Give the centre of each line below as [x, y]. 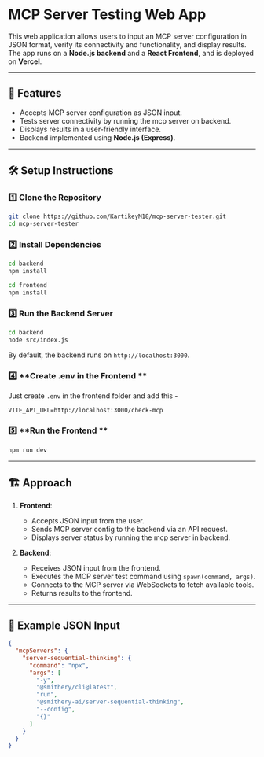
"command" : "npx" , [59, 665]
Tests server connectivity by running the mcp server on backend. [125, 120]
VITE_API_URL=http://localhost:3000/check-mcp [86, 411]
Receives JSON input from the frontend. [96, 568]
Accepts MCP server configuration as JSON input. [101, 113]
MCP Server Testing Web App [107, 15]
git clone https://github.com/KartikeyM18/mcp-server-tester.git [117, 217]
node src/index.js [38, 340]
